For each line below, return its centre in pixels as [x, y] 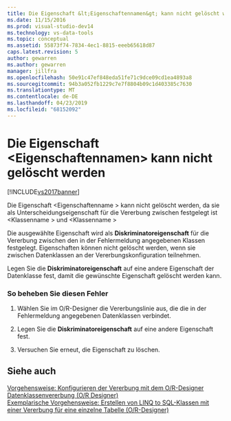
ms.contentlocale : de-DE [43, 97]
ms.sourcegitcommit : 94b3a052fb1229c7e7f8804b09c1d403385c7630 [100, 84]
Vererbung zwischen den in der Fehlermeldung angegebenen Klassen [106, 240]
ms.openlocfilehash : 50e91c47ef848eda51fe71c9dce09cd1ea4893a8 [100, 77]
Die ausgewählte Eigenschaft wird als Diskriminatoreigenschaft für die [108, 233]
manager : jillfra [32, 71]
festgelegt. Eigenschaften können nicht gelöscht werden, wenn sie [101, 248]
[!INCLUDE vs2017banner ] [44, 192]
